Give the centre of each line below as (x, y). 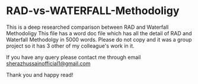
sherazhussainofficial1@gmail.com (48, 63)
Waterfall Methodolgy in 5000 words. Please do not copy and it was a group (99, 39)
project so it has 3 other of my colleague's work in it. (70, 46)
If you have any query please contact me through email (74, 57)
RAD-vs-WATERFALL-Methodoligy (93, 11)
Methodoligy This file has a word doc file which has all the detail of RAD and (99, 33)
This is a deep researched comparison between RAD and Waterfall (87, 27)
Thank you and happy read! (40, 75)
